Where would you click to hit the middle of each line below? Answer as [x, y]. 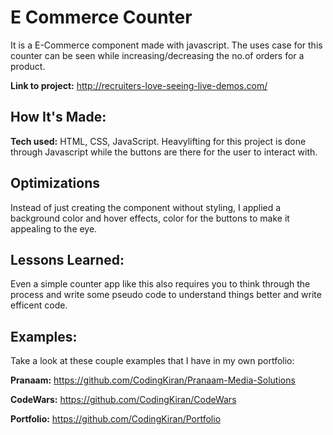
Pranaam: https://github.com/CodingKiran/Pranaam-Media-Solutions [153, 380]
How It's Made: [58, 117]
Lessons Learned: [67, 259]
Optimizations [55, 183]
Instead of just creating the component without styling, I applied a [146, 207]
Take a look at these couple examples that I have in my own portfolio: [152, 361]
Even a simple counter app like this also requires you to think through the [160, 284]
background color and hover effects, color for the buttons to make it [150, 218]
